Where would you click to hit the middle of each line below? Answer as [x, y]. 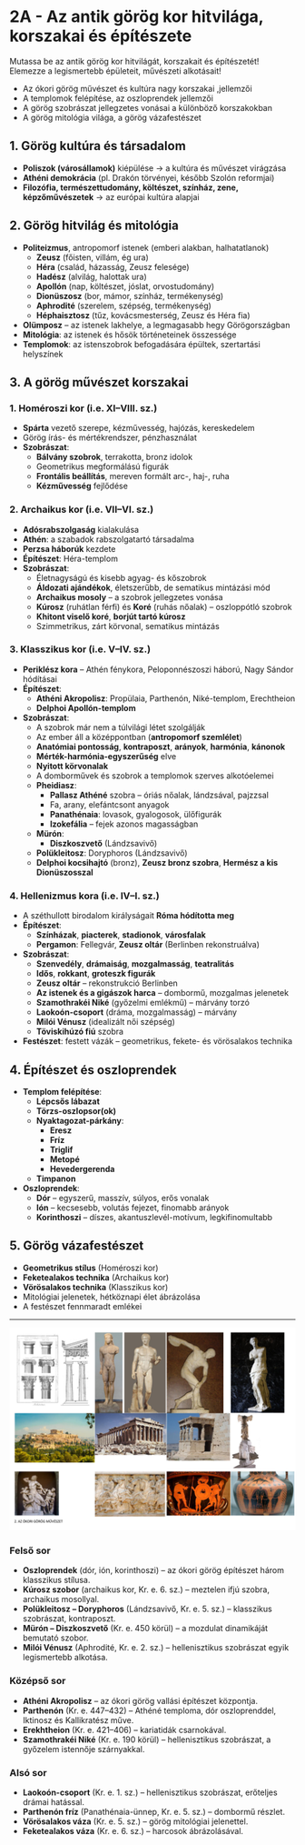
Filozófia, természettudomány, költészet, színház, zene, [130, 187]
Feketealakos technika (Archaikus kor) [96, 1277]
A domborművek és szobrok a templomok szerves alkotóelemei [155, 776]
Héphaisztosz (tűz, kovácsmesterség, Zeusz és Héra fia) [143, 315]
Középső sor [38, 1681]
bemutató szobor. [55, 1638]
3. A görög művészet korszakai [99, 382]
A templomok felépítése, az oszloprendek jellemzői [118, 98]
